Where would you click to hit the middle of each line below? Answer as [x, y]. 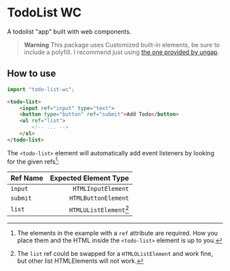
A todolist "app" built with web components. [69, 31]
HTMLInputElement [101, 189]
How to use [31, 74]
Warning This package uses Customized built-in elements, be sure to [122, 44]
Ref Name [27, 178]
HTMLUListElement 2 [99, 209]
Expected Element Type [90, 178]
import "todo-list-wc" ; [41, 89]
